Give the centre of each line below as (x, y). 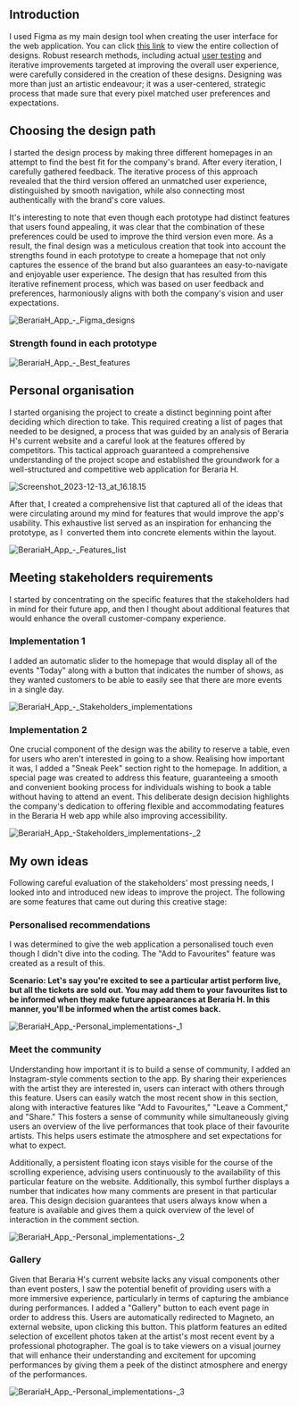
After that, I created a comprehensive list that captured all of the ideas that (146, 503)
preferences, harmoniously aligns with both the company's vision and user (146, 293)
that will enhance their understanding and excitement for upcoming (133, 1355)
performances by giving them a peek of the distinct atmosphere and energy (149, 1364)
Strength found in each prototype (83, 343)
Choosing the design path (83, 131)
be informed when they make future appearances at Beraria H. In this (140, 999)
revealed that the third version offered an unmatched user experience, (138, 181)
